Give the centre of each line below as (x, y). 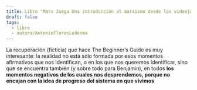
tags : (13, 22)
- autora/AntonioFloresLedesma (50, 33)
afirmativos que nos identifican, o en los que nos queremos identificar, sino (97, 63)
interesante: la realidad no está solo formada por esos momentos (84, 56)
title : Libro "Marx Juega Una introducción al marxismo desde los (89, 11)
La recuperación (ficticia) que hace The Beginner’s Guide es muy (84, 50)
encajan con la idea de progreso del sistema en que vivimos (80, 81)
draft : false (22, 17)
